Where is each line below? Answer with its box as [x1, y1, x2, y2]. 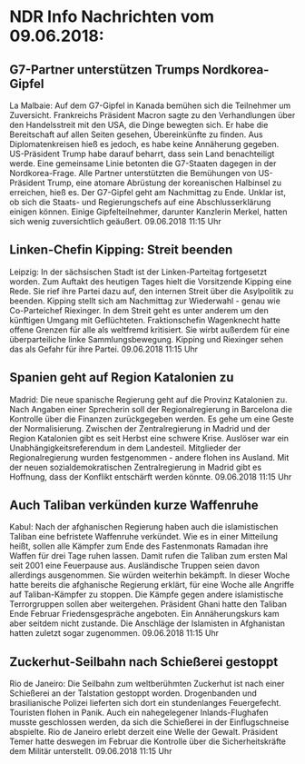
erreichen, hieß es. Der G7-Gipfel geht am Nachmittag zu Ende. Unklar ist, [9, 187, 286, 197]
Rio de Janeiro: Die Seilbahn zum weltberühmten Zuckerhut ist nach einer [9, 679, 285, 690]
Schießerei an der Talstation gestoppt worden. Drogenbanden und [9, 688, 257, 699]
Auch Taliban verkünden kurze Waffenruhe [9, 498, 259, 513]
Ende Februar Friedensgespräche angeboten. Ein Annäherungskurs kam [9, 609, 280, 620]
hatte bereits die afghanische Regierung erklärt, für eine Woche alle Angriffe [9, 580, 295, 590]
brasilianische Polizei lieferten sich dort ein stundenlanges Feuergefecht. [9, 698, 281, 709]
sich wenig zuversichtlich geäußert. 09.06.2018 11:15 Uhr [9, 216, 221, 226]
